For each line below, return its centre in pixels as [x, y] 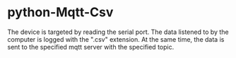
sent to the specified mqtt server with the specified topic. [91, 47]
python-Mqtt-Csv [60, 12]
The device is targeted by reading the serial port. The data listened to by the [118, 32]
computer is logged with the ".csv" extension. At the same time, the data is [116, 39]
